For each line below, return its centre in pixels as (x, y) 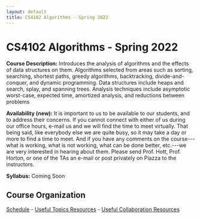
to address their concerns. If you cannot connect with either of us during (96, 120)
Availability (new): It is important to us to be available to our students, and (98, 113)
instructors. (20, 164)
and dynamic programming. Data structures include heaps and (107, 83)
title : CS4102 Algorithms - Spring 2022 (57, 17)
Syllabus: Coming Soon (36, 176)
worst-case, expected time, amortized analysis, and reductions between (95, 95)
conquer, (17, 83)
